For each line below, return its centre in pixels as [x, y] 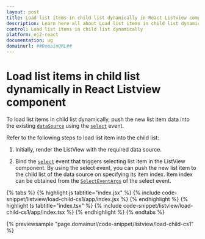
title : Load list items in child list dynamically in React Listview [97, 18]
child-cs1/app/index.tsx [36, 212]
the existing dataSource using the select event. [65, 125]
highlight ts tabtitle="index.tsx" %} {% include [64, 205]
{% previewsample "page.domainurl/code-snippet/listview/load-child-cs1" [100, 224]
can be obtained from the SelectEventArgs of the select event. [93, 180]
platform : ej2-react [33, 35]
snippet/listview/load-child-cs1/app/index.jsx [63, 199]
